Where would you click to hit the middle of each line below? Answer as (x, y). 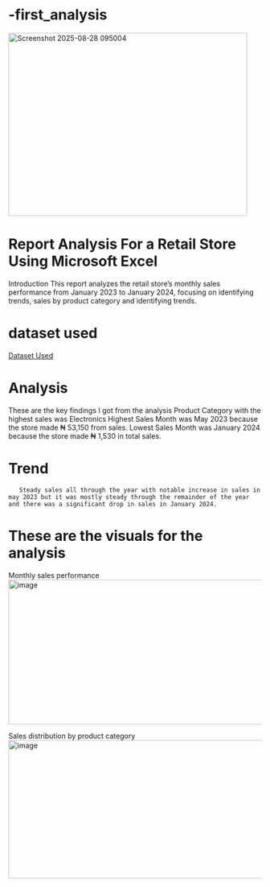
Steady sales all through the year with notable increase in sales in (140, 490)
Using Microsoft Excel (83, 261)
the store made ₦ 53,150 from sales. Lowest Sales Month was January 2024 (135, 427)
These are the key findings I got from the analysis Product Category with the (135, 410)
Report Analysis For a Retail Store (123, 244)
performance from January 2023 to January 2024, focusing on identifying (131, 292)
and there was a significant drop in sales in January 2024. (113, 504)
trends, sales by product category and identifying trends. (102, 300)
